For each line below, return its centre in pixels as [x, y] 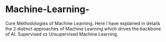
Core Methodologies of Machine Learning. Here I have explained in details [83, 23]
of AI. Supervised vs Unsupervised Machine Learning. [62, 34]
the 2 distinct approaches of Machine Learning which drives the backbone [83, 28]
